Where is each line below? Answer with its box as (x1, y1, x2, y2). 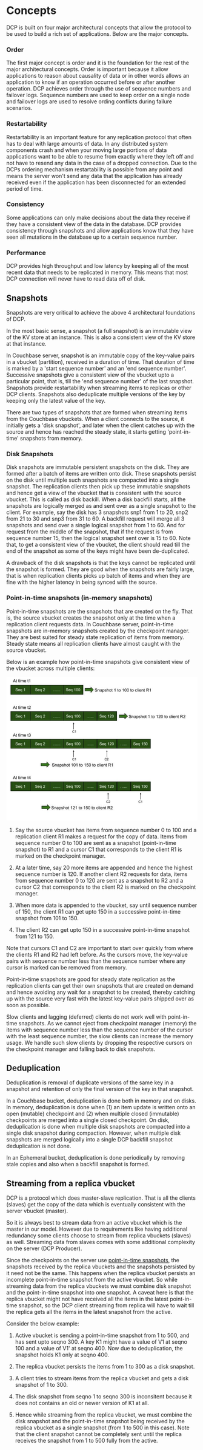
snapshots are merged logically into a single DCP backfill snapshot (6, 1136, 173, 1143)
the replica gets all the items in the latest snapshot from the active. (6, 1308, 173, 1316)
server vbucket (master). (6, 1207, 68, 1215)
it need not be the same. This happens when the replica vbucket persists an (6, 1270, 196, 1277)
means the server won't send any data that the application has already (6, 172, 182, 179)
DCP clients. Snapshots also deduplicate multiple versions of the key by (6, 390, 185, 398)
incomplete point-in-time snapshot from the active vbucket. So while (6, 1276, 178, 1284)
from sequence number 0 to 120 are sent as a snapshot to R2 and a (15, 877, 184, 884)
